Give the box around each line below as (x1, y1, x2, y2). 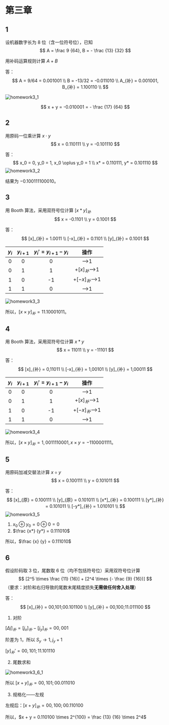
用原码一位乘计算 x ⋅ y (5, 132, 51, 139)
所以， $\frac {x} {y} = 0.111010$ (5, 538, 72, 544)
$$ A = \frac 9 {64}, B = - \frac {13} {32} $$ (40, 48, 131, 53)
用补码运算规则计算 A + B (5, 58, 58, 64)
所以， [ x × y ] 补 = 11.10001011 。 (5, 308, 70, 316)
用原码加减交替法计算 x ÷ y (5, 469, 61, 475)
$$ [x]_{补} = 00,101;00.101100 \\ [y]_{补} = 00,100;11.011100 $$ (20, 604, 151, 610)
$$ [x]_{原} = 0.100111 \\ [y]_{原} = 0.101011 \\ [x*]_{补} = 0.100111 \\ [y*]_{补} (7, 497, 164, 503)
